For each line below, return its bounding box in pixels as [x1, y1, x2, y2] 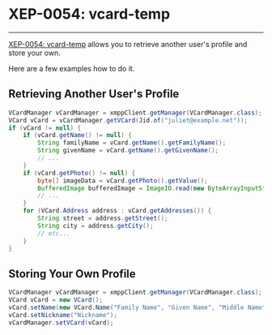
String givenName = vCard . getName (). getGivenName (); [37, 147, 219, 155]
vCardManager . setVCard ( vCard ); [8, 318, 114, 327]
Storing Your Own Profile [8, 267, 136, 281]
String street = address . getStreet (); [37, 214, 168, 222]
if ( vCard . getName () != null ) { [23, 131, 132, 140]
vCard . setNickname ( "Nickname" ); [8, 311, 117, 319]
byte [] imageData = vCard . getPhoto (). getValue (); [37, 176, 208, 185]
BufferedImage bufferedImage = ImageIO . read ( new [37, 184, 205, 192]
